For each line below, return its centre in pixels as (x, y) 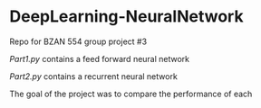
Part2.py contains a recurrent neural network (94, 76)
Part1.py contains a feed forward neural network (100, 58)
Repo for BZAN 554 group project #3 (78, 41)
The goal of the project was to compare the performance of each (131, 94)
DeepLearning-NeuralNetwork (126, 17)
